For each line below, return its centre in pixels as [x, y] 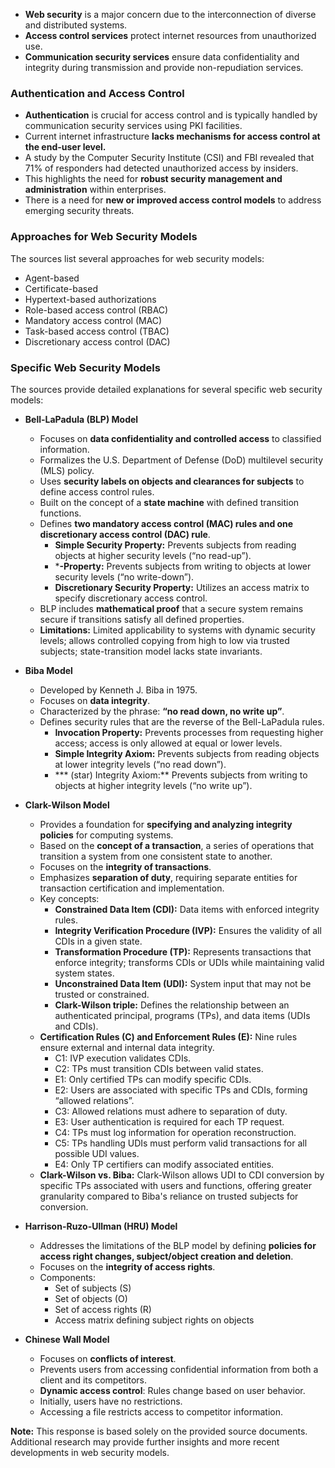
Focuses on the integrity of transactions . [125, 866]
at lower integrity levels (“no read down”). [140, 764]
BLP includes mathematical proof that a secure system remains [171, 608]
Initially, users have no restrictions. [111, 1401]
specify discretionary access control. [131, 598]
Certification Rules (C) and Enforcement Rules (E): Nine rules [168, 1036]
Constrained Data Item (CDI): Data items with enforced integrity [187, 909]
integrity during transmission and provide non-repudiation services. [164, 67]
